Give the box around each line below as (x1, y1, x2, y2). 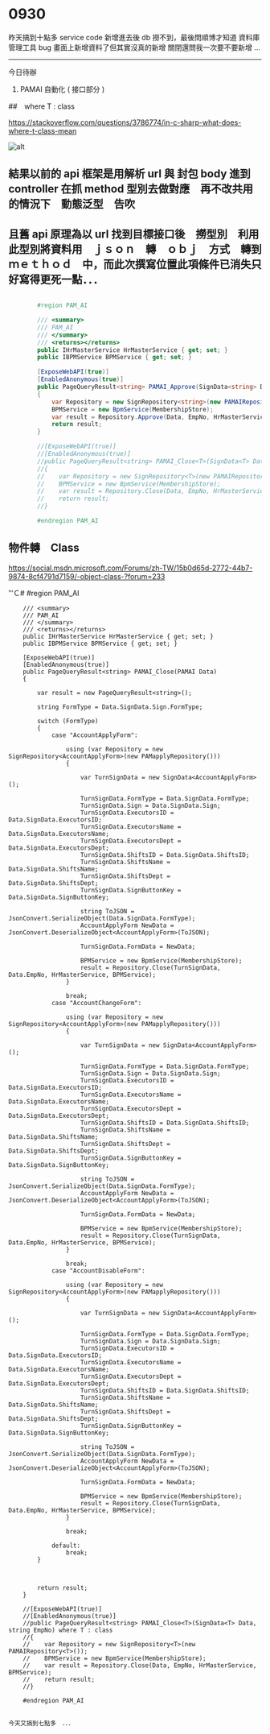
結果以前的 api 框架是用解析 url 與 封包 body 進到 (8, 167, 251, 181)
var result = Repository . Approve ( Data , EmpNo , (51, 412, 211, 421)
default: (51, 1542, 81, 1550)
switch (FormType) (37, 717, 99, 725)
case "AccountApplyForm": (51, 730, 138, 739)
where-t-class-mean (8, 126, 77, 135)
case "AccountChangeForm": (51, 999, 142, 1007)
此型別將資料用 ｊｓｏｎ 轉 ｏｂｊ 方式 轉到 (8, 242, 262, 256)
